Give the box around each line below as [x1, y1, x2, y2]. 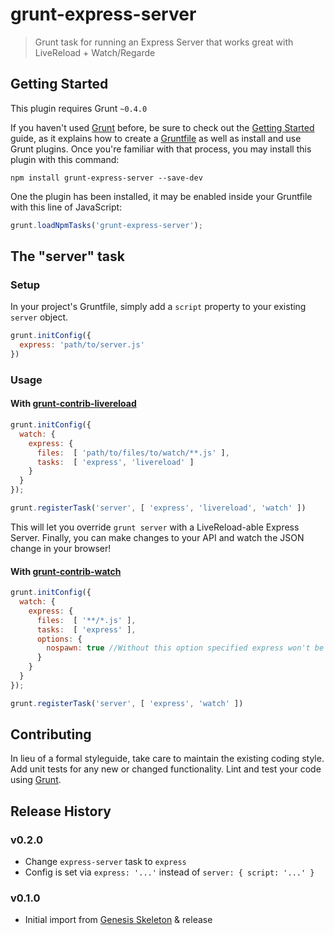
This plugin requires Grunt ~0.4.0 [10, 102, 148, 114]
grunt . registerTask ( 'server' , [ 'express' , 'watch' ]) [10, 698, 244, 708]
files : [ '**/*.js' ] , [36, 615, 137, 625]
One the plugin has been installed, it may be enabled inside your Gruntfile [10, 190, 313, 202]
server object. [10, 311, 69, 323]
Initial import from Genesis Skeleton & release [24, 914, 213, 926]
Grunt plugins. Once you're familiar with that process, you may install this [10, 143, 312, 155]
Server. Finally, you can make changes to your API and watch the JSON [10, 531, 305, 543]
